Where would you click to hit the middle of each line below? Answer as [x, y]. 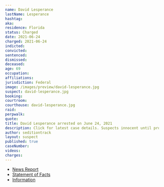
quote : [12, 119]
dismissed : [16, 60]
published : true [21, 142]
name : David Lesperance [29, 10]
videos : [13, 151]
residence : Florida [25, 28]
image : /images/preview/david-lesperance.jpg [52, 87]
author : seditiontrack [28, 133]
